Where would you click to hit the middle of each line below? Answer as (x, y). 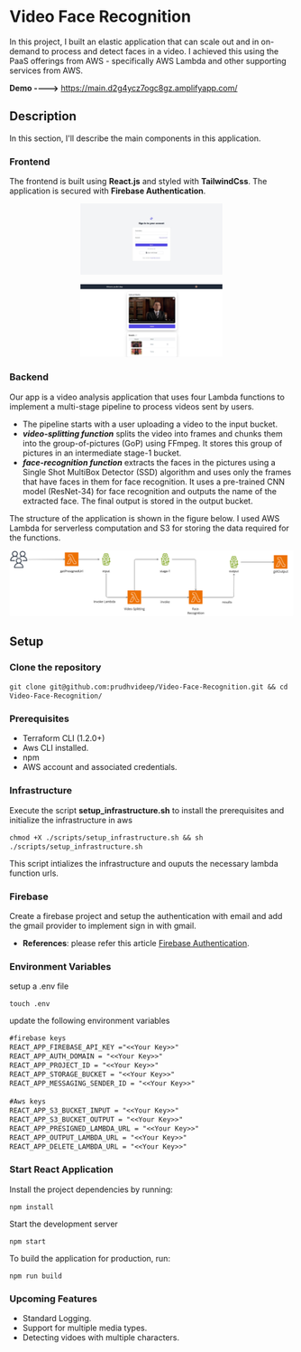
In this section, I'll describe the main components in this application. (135, 138)
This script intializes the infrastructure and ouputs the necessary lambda (144, 863)
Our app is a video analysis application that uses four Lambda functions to (147, 397)
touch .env (30, 1004)
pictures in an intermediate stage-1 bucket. (102, 453)
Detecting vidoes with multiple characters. (101, 1337)
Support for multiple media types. (85, 1328)
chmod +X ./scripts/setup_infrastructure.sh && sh (106, 838)
